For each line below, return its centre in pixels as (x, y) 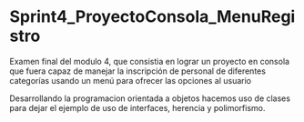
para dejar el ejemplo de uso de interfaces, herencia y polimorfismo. (137, 107)
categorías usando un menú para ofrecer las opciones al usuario (131, 80)
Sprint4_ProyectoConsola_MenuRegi (152, 17)
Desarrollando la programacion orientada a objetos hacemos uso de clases (150, 98)
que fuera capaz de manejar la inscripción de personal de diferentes (138, 71)
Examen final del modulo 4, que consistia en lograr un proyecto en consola (149, 61)
